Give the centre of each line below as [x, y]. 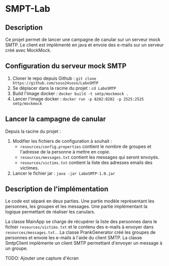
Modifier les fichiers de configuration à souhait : [62, 141]
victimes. [29, 168]
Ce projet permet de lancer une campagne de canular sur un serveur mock [83, 39]
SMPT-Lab [28, 9]
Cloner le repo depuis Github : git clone [54, 78]
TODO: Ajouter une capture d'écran [42, 258]
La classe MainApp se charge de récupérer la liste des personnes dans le [81, 222]
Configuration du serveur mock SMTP [66, 66]
